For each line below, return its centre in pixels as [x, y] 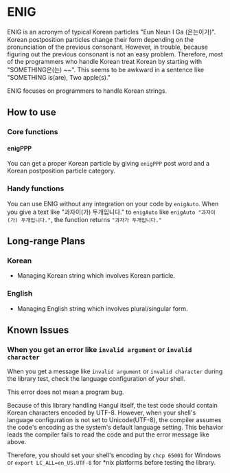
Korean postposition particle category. [61, 171]
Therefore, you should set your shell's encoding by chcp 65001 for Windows [114, 455]
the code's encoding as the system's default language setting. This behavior [115, 428]
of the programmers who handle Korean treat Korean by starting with [105, 61]
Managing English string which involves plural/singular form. [102, 308]
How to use [32, 112]
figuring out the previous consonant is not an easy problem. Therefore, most [115, 54]
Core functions [33, 132]
